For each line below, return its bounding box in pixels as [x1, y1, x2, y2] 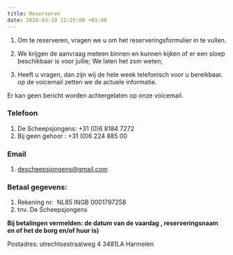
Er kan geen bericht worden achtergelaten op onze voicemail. [7, 91, 184, 100]
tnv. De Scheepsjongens [17, 206, 88, 214]
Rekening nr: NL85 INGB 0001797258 [17, 198, 127, 206]
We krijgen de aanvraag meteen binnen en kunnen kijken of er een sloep [17, 49, 225, 58]
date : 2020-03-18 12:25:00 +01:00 [7, 17, 108, 24]
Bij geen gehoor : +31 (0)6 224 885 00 [17, 132, 127, 140]
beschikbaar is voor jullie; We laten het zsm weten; [17, 56, 163, 65]
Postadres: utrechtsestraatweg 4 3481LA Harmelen [7, 240, 154, 248]
